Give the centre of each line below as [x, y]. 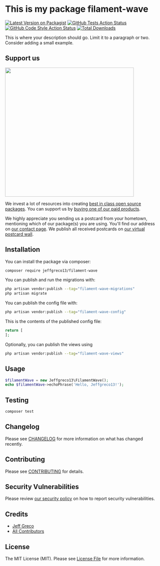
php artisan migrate [26, 294]
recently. [14, 444]
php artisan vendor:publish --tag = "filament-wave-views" [65, 354]
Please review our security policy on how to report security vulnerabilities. [80, 498]
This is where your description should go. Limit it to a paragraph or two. [77, 37]
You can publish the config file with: [41, 303]
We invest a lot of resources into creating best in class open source [73, 204]
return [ [14, 331]
